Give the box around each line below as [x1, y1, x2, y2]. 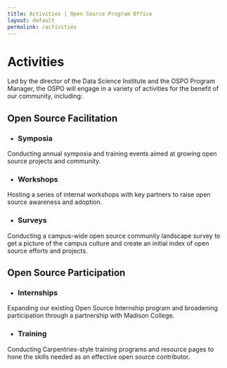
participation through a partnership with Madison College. [7, 311, 175, 320]
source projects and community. [7, 157, 101, 165]
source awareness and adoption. [7, 198, 103, 206]
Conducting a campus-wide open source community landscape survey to [7, 231, 221, 240]
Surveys [17, 215, 47, 225]
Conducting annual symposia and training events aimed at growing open [7, 149, 217, 158]
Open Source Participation [7, 267, 126, 279]
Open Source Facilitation [7, 112, 118, 124]
